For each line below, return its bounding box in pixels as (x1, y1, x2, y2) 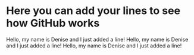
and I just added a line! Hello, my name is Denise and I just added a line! (6, 42, 182, 49)
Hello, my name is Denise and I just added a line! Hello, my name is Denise (6, 36, 189, 43)
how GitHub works (6, 16, 100, 30)
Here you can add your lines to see (6, 4, 180, 18)
